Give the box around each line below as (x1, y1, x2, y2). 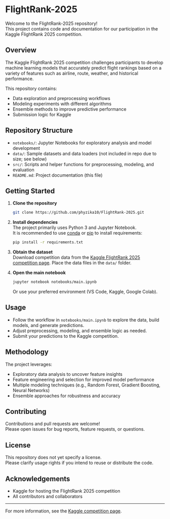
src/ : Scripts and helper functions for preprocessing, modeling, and (12, 161, 154, 167)
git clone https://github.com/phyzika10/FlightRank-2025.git (12, 210, 145, 215)
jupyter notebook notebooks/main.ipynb (12, 279, 97, 285)
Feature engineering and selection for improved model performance (12, 376, 154, 382)
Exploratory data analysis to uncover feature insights (12, 371, 123, 377)
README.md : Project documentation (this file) (12, 172, 103, 178)
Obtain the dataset (12, 249, 53, 255)
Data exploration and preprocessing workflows (12, 95, 110, 101)
